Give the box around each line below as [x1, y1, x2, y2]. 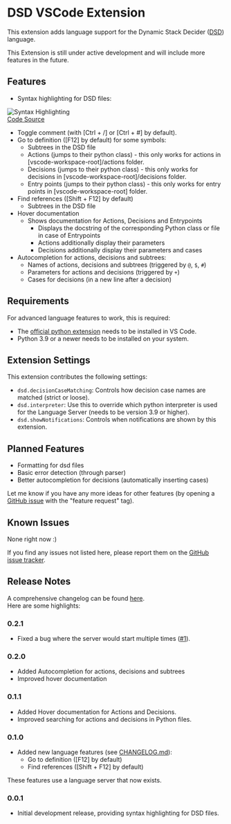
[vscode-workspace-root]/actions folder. [27, 158, 145, 166]
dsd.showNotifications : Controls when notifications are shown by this [17, 415, 216, 424]
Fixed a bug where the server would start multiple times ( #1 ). [17, 635, 191, 643]
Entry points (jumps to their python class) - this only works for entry [27, 180, 221, 188]
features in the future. [7, 55, 69, 64]
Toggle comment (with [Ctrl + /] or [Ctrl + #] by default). [17, 128, 178, 136]
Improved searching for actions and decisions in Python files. [17, 715, 192, 723]
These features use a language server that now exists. [7, 776, 162, 784]
